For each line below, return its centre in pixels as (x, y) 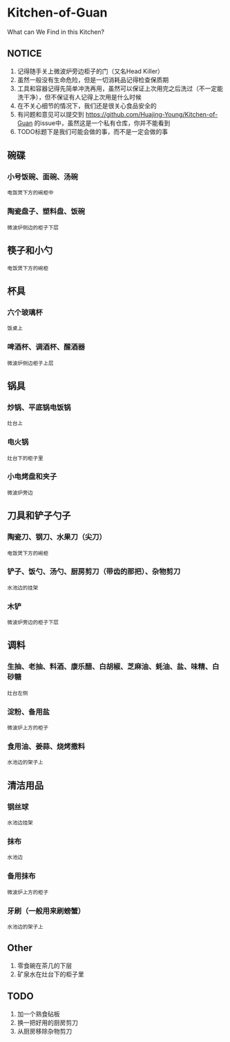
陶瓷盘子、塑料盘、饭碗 (46, 211)
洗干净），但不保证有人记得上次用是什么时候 (79, 97)
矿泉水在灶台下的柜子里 (50, 974)
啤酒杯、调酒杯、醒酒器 (46, 347)
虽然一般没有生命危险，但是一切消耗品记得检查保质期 (93, 79)
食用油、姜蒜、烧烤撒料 (46, 746)
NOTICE (25, 54)
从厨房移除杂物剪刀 (45, 1031)
